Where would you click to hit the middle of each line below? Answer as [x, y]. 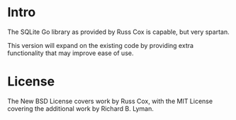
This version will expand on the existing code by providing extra [100, 45]
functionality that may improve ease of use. [71, 53]
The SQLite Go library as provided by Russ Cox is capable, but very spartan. [118, 32]
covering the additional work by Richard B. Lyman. [80, 108]
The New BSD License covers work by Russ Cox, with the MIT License [110, 101]
